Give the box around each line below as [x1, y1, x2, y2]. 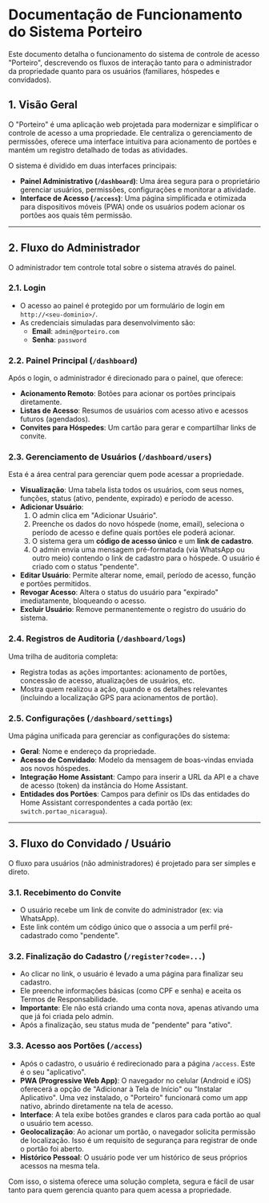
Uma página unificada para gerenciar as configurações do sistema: [8, 731, 231, 740]
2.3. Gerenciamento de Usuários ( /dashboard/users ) [8, 451, 212, 463]
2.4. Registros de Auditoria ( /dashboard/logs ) [8, 633, 187, 644]
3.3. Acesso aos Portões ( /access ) [8, 1040, 143, 1051]
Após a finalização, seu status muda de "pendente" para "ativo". [19, 1020, 233, 1030]
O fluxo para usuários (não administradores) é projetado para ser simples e [8, 858, 256, 868]
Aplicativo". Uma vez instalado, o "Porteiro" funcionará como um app [19, 1092, 248, 1102]
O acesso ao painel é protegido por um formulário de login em [19, 300, 226, 310]
